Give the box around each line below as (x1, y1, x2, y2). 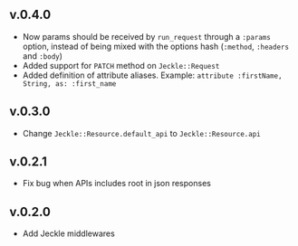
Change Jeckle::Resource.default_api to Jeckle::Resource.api (22, 128, 261, 138)
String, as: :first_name (22, 79, 117, 89)
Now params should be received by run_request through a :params (22, 31, 272, 42)
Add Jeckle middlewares (22, 228, 115, 239)
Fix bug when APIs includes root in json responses (22, 178, 211, 189)
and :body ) (22, 50, 63, 61)
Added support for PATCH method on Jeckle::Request (22, 60, 220, 71)
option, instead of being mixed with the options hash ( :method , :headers (22, 41, 290, 52)
